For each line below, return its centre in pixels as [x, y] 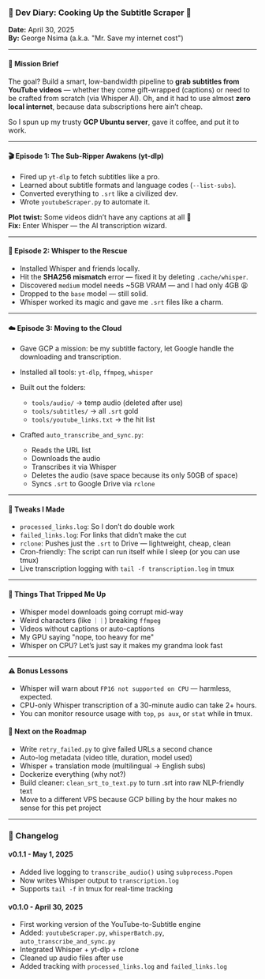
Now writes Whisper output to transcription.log [99, 880]
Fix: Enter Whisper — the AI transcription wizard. [88, 225]
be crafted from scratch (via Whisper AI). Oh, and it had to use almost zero [129, 98]
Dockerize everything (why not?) [73, 774]
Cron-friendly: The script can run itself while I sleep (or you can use [130, 552]
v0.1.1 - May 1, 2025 [41, 854]
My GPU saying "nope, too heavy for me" [87, 637]
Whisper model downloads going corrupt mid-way [101, 612]
